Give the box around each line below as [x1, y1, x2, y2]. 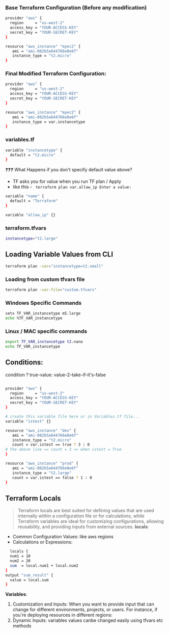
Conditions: [5, 358, 43, 367]
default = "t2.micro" [10, 152, 56, 157]
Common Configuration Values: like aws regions [12, 534, 114, 540]
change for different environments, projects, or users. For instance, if [12, 606, 158, 613]
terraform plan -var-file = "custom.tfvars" [5, 287, 97, 292]
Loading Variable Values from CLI [5, 250, 114, 259]
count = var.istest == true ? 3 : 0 [12, 442, 90, 447]
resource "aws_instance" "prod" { [5, 461, 79, 466]
